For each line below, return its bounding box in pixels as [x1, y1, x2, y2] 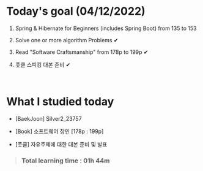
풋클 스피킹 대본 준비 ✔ [15, 61, 71, 68]
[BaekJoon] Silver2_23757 [15, 115, 82, 122]
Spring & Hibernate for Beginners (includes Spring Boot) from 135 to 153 [15, 25, 197, 32]
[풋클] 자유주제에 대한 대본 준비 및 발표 [15, 140, 108, 148]
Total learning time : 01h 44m [21, 156, 110, 165]
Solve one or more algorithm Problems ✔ [15, 36, 119, 44]
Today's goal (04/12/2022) [6, 4, 146, 18]
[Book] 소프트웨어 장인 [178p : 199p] [15, 127, 104, 135]
